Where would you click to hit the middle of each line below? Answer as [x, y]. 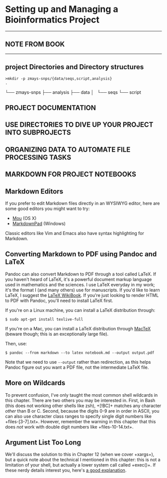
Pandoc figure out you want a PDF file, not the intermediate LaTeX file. [77, 367]
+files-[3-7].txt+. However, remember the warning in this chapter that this [81, 421]
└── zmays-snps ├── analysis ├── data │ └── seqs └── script [73, 92]
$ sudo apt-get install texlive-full [44, 319]
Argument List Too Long [43, 442]
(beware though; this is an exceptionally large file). [57, 334]
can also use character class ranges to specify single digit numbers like [78, 416]
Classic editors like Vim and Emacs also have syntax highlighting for [75, 233]
